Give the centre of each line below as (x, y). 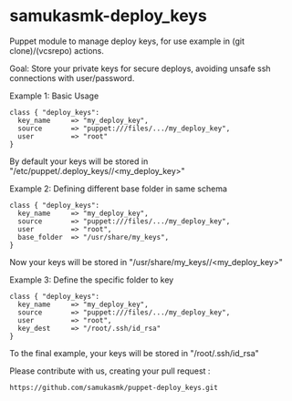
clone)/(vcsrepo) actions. (57, 50)
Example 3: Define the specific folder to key (92, 280)
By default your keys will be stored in (79, 161)
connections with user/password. (72, 77)
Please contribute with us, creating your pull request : (110, 371)
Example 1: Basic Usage (54, 96)
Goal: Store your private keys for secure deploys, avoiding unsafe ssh (140, 68)
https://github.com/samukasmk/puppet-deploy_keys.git (114, 387)
